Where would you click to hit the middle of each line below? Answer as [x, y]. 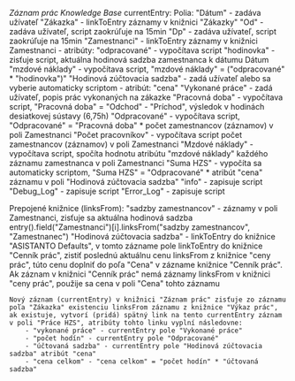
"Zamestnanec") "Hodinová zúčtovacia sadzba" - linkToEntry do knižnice [142, 236]
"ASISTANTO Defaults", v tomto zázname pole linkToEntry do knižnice [136, 246]
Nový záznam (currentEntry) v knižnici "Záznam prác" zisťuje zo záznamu [148, 300]
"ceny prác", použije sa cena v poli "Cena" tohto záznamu [115, 283]
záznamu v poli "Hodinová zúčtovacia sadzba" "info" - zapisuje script [136, 182]
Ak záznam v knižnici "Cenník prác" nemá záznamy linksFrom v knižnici [140, 274]
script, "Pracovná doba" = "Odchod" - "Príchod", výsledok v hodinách [137, 107]
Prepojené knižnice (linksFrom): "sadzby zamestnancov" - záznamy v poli [144, 208]
